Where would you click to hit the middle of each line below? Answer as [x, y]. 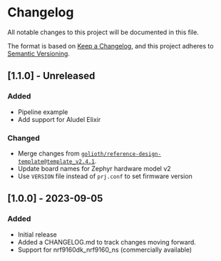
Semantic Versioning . [38, 53]
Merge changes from [48, 153]
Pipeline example [43, 112]
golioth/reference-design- [121, 154]
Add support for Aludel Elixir [59, 119]
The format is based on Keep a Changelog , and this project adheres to [110, 46]
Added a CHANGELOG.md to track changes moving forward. [107, 242]
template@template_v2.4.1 [56, 161]
